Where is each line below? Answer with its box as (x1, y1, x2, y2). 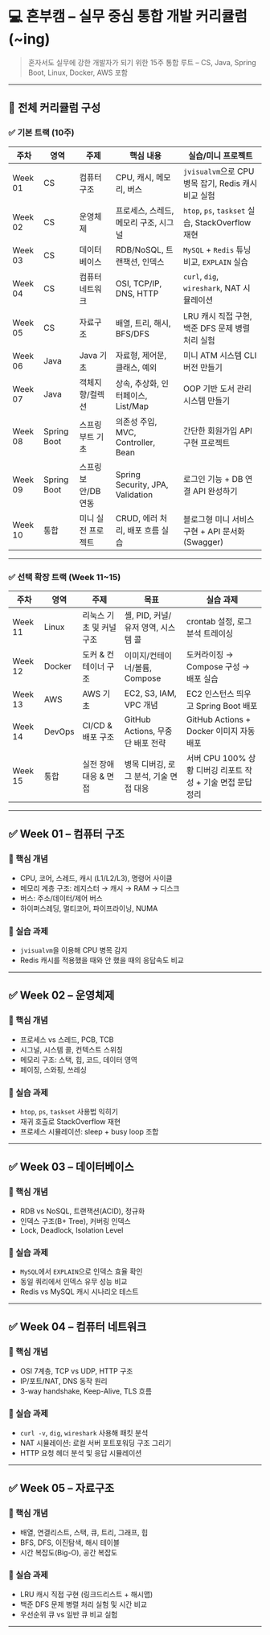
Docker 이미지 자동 (186, 725, 256, 736)
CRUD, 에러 (115, 513, 158, 524)
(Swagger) (183, 536, 223, 547)
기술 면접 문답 (203, 776, 253, 788)
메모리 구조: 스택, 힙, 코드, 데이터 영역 (19, 1055, 138, 1065)
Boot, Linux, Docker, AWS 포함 (27, 68, 129, 77)
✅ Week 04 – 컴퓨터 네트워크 (8, 1320, 147, 1334)
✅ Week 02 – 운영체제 (8, 989, 115, 1003)
